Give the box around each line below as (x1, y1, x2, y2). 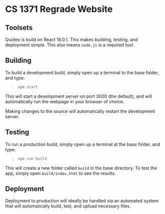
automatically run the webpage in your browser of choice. (5, 98, 124, 104)
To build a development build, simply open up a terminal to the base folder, (5, 69, 159, 75)
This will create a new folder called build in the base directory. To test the (5, 165, 157, 171)
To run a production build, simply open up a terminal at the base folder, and (5, 141, 160, 147)
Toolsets (5, 23, 33, 32)
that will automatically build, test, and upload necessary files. (5, 203, 131, 209)
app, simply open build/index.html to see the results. (5, 170, 116, 176)
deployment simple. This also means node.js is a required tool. (5, 42, 134, 48)
